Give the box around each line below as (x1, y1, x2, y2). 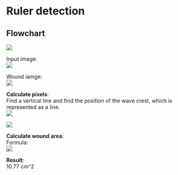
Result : (6, 156, 25, 164)
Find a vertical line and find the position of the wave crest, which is (6, 97, 173, 104)
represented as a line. (6, 103, 60, 111)
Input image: (6, 55, 37, 63)
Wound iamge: (6, 73, 42, 80)
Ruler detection (6, 4, 86, 18)
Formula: (6, 139, 28, 146)
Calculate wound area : (6, 132, 64, 140)
